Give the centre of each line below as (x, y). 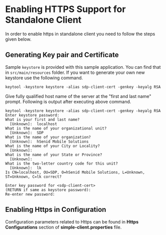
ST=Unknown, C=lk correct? (33, 177)
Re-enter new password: (30, 194)
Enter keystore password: (32, 115)
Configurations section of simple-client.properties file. (63, 227)
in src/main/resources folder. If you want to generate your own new (75, 72)
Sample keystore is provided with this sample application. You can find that (83, 67)
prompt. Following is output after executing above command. (68, 101)
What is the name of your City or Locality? (53, 146)
